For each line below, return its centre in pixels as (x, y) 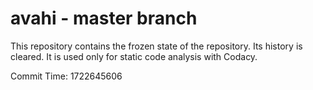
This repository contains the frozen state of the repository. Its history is (156, 46)
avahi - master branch (104, 18)
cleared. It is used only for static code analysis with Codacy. (134, 56)
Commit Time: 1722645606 (66, 76)
